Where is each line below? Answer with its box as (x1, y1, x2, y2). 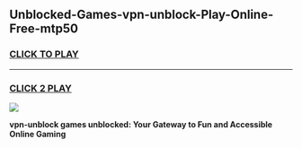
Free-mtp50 (9, 22, 79, 37)
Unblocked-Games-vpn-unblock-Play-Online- (9, 7, 274, 22)
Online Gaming (9, 128, 67, 139)
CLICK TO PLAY (9, 48, 79, 61)
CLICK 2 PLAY (9, 82, 72, 94)
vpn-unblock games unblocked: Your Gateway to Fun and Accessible (9, 118, 272, 129)
